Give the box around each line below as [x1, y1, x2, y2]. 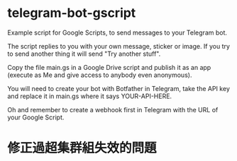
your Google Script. [7, 113, 65, 121]
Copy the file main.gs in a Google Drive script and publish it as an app [7, 63, 211, 71]
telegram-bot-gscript [7, 5, 136, 21]
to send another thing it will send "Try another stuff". [7, 49, 161, 58]
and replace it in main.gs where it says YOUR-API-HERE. [7, 92, 172, 100]
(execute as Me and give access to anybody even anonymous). [7, 71, 192, 79]
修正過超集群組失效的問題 [7, 140, 158, 156]
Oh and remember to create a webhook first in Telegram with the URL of [7, 105, 219, 114]
